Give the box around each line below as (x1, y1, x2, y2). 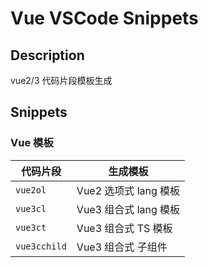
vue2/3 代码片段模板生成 (10, 75, 113, 86)
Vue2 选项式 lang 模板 (76, 183, 181, 197)
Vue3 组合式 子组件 (76, 240, 168, 254)
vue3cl (15, 203, 47, 214)
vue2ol (15, 184, 47, 196)
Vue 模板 (10, 136, 54, 150)
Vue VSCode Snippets (10, 7, 199, 30)
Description (10, 47, 85, 64)
